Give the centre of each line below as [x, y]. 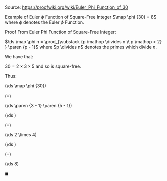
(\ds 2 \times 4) [21, 135]
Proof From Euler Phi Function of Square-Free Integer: [61, 32]
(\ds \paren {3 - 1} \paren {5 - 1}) [39, 106]
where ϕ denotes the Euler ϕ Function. [45, 22]
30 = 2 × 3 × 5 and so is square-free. [43, 66]
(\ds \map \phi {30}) [26, 86]
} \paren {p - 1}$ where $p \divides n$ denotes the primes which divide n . [81, 47]
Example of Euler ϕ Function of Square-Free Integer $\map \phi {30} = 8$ [81, 17]
